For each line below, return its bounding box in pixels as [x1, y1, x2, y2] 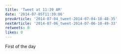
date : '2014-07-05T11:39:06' [5, 12, 65, 17]
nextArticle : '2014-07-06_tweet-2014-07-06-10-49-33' [5, 21, 118, 26]
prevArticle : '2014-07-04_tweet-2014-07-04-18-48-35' [5, 16, 118, 21]
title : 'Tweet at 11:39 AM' [5, 7, 63, 12]
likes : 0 [5, 30, 23, 35]
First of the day [5, 44, 36, 49]
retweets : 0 [5, 26, 30, 30]
